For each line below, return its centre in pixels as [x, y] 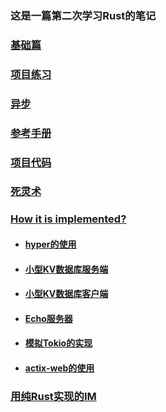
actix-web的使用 [59, 368]
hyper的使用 [50, 244]
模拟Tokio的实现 [58, 343]
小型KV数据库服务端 [66, 269]
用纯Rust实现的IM [53, 396]
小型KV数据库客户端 [66, 294]
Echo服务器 [48, 318]
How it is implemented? [68, 219]
